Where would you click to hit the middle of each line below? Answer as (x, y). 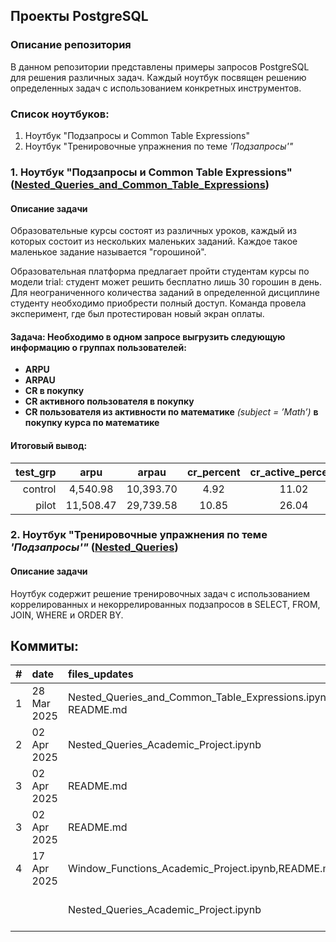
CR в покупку (54, 391)
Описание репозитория (71, 45)
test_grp (36, 472)
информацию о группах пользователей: (98, 347)
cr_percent (213, 472)
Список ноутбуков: (60, 114)
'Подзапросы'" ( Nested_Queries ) (94, 547)
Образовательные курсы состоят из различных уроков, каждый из (153, 231)
